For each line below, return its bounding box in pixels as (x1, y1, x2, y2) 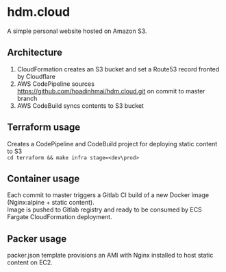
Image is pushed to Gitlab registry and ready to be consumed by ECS (7, 205, 202, 214)
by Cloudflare (16, 72, 56, 80)
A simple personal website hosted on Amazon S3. (7, 27, 147, 35)
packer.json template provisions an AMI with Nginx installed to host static (7, 251, 214, 260)
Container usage (7, 172, 80, 184)
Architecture (7, 47, 63, 58)
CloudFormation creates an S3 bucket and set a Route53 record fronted (16, 65, 220, 73)
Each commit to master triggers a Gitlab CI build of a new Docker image (7, 191, 210, 199)
